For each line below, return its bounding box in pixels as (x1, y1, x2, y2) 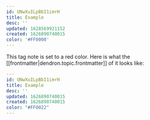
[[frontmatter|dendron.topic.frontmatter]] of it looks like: (6, 59, 145, 67)
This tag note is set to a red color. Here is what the (6, 53, 130, 60)
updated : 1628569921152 (6, 25, 66, 32)
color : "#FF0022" (6, 104, 50, 111)
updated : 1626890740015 (6, 94, 66, 100)
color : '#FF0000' (6, 37, 50, 43)
